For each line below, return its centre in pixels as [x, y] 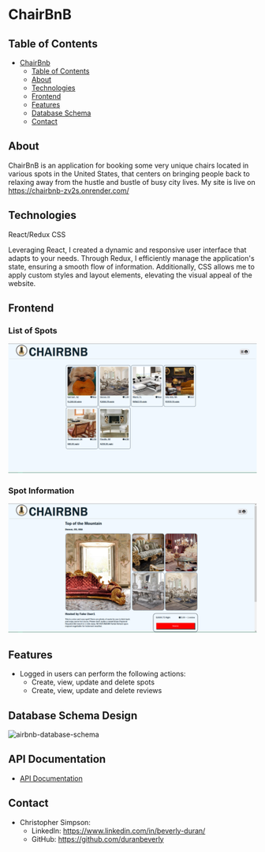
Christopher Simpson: [55, 822]
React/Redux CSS [37, 234]
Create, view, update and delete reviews [97, 691]
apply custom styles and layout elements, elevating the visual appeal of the [130, 275]
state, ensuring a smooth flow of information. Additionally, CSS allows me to [131, 266]
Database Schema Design [73, 716]
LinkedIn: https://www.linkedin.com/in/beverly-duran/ [118, 831]
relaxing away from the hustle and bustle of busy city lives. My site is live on [132, 182]
